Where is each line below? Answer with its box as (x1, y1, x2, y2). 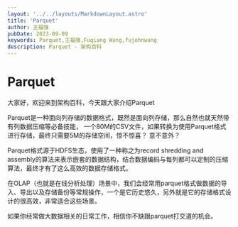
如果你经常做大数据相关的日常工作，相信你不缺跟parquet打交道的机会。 (7, 211, 217, 220)
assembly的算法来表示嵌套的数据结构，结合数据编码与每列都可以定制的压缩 (7, 155, 229, 163)
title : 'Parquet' (7, 17, 59, 24)
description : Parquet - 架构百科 (7, 43, 102, 50)
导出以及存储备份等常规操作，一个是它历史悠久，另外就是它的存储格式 (19, 187, 225, 196)
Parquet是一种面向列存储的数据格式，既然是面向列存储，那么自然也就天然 (7, 113, 224, 121)
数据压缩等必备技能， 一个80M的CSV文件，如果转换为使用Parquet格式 (19, 122, 227, 131)
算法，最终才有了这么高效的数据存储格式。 (7, 164, 132, 172)
